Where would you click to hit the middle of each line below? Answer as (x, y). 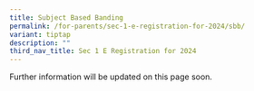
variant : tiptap (40, 34)
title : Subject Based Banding (67, 18)
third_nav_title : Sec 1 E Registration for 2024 (103, 51)
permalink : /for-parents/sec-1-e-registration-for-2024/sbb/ (127, 26)
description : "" (40, 43)
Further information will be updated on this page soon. (111, 77)
